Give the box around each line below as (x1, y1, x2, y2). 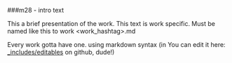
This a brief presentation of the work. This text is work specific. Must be (7, 20, 216, 27)
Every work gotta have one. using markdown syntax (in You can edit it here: (7, 41, 226, 48)
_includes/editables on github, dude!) (7, 48, 115, 56)
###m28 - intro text (7, 6, 64, 14)
